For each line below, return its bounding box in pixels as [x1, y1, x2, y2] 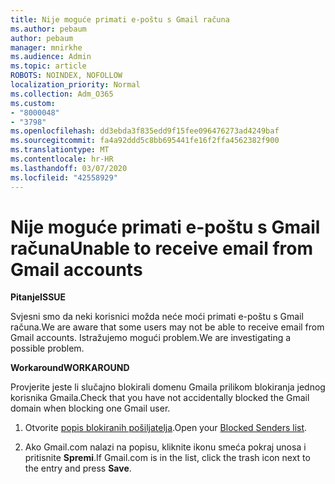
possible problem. [10, 342, 85, 355]
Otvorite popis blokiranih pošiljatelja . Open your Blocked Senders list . [24, 422, 308, 434]
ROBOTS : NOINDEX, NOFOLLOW [10, 71, 123, 81]
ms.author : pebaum [10, 24, 87, 34]
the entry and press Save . [24, 462, 132, 475]
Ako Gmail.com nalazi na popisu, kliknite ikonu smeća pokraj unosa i [24, 441, 307, 453]
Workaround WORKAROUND [10, 362, 130, 374]
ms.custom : [10, 98, 56, 108]
